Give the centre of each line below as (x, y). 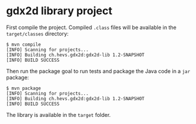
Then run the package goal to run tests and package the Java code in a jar (98, 71)
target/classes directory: (37, 33)
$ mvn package (24, 88)
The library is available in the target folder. (59, 115)
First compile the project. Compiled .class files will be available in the (91, 27)
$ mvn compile (24, 44)
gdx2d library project (59, 11)
